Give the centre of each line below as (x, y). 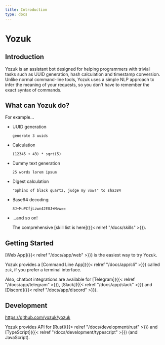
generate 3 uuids (30, 136)
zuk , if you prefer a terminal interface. (43, 270)
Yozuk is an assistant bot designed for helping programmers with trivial (77, 69)
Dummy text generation (36, 163)
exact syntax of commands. (33, 90)
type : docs (16, 14)
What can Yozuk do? (38, 105)
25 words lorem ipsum (34, 172)
